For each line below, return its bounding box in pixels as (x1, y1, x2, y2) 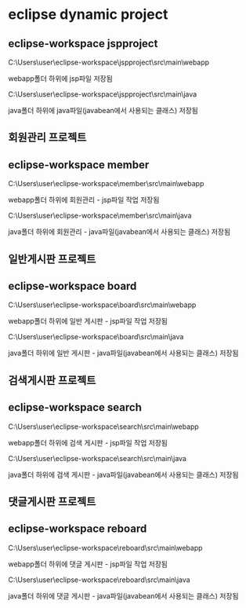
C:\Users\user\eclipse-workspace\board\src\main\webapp (8, 300, 197, 309)
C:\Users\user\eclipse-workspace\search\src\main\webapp (8, 422, 200, 431)
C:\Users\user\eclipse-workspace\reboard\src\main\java (8, 575, 190, 584)
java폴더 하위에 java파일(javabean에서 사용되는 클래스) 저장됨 (8, 106, 198, 115)
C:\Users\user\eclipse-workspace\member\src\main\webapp (8, 179, 204, 189)
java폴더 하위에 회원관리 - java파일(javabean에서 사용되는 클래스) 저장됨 (8, 227, 231, 236)
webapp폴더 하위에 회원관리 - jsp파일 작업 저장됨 (8, 195, 160, 205)
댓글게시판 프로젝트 (8, 495, 96, 508)
